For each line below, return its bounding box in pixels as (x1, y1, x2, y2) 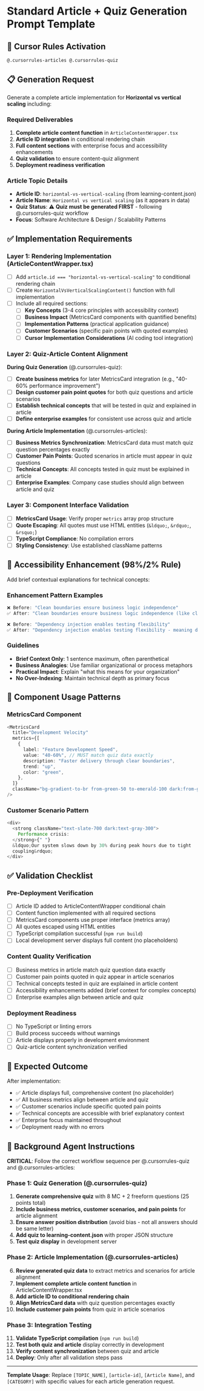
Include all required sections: (15, 300, 88, 307)
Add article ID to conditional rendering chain (15, 1293, 130, 1300)
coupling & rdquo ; (12, 848, 53, 854)
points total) (15, 1199, 46, 1207)
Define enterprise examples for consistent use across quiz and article (15, 415, 192, 422)
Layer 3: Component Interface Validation (7, 501, 129, 509)
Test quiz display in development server (15, 1238, 117, 1245)
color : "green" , (22, 769, 64, 775)
